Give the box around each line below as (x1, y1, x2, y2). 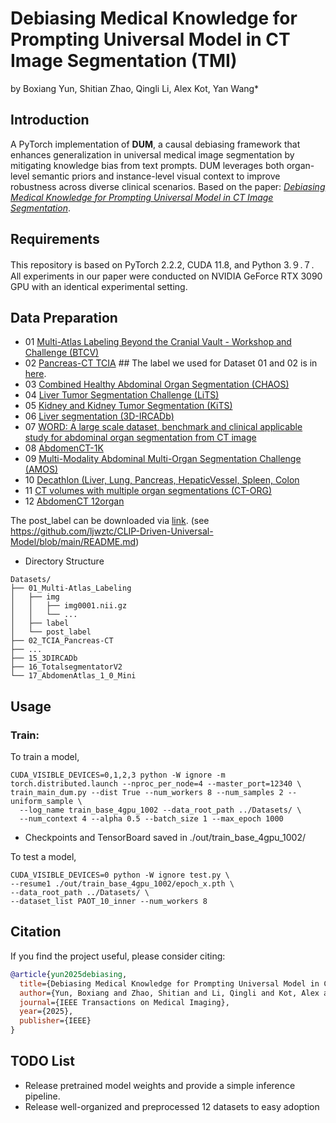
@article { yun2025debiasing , (10, 969, 128, 979)
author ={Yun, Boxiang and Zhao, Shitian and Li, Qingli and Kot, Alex (19, 988, 320, 998)
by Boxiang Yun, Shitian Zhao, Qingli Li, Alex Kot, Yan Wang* (10, 82, 260, 94)
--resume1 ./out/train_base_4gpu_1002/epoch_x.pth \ (10, 879, 235, 889)
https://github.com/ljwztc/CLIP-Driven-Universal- (10, 525, 214, 537)
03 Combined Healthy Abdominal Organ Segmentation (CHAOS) (24, 378, 290, 391)
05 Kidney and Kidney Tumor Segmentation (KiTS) (24, 400, 233, 412)
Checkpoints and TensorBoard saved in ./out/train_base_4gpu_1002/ (24, 832, 306, 844)
